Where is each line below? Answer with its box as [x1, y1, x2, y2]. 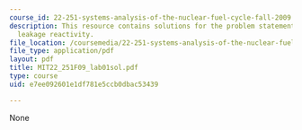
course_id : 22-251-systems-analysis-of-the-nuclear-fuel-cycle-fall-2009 [9, 13, 292, 22]
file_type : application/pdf [9, 47, 115, 56]
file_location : [9, 38, 67, 48]
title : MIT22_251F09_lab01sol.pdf [9, 64, 139, 73]
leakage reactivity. [17, 30, 94, 39]
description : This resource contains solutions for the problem [9, 22, 255, 30]
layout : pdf [9, 55, 54, 64]
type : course [9, 72, 58, 81]
